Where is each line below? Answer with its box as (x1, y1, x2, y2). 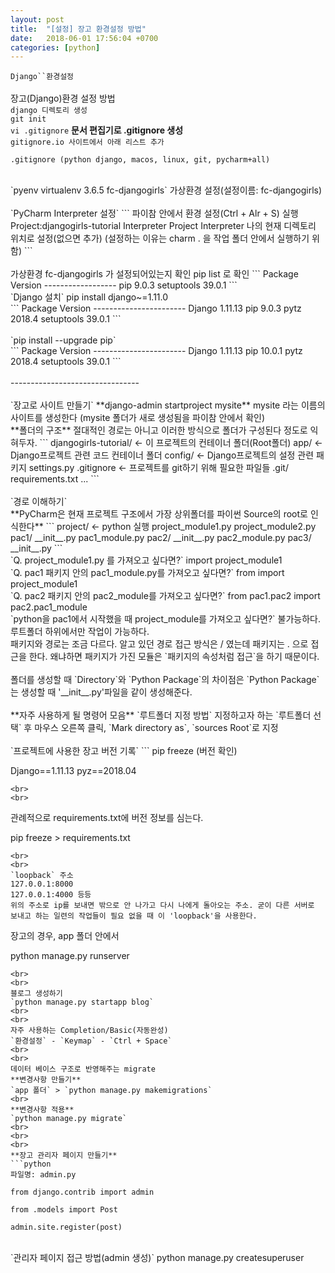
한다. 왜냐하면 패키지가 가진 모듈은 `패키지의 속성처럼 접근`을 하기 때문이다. (28, 651, 320, 663)
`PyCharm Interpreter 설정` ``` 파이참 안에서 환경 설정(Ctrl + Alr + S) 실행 (10, 207, 299, 220)
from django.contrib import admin (10, 1187, 155, 1198)
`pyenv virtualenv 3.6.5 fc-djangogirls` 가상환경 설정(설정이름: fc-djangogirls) (10, 184, 323, 196)
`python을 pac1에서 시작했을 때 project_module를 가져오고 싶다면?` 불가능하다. (10, 613, 322, 625)
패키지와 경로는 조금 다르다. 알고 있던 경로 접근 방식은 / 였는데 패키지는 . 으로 (10, 638, 309, 650)
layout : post (10, 14, 65, 25)
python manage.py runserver (10, 950, 130, 962)
